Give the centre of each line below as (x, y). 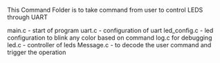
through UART (28, 17)
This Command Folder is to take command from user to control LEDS (105, 10)
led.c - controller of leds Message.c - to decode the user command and (109, 45)
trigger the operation (37, 52)
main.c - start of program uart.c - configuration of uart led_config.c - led (110, 30)
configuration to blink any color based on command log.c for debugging (110, 38)
